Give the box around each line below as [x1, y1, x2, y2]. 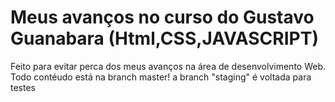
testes [10, 81, 36, 93]
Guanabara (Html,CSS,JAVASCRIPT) [10, 27, 319, 50]
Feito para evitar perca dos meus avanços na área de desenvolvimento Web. [10, 60, 327, 72]
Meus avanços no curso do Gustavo [10, 6, 315, 29]
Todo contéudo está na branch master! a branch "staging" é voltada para [10, 71, 312, 83]
